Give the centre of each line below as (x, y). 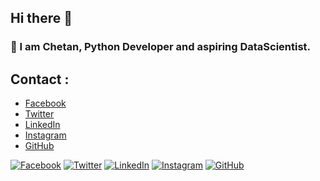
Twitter (39, 114)
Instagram (45, 135)
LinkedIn (42, 125)
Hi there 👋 (41, 18)
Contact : (40, 79)
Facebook (45, 103)
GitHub (39, 146)
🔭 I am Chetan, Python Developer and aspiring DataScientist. (161, 47)
